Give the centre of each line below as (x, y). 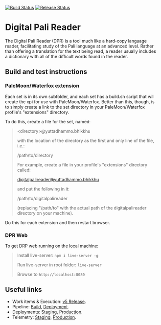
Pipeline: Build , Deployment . (41, 306)
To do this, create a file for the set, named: (48, 121)
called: (24, 170)
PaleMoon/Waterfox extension (42, 86)
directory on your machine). (45, 213)
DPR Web (16, 235)
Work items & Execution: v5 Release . (49, 302)
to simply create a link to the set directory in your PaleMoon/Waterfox (75, 107)
